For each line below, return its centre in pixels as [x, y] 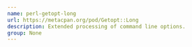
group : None [24, 33]
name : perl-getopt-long [42, 13]
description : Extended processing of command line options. [97, 26]
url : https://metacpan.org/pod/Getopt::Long [73, 20]
